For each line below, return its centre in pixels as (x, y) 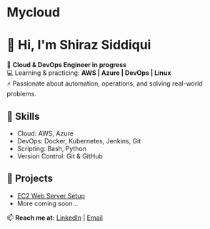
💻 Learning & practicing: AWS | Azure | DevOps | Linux (89, 73)
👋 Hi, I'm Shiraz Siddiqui (79, 45)
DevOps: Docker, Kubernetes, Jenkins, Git (79, 141)
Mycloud (34, 12)
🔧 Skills (23, 116)
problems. (21, 94)
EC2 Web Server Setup (51, 195)
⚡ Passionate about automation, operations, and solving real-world (105, 83)
